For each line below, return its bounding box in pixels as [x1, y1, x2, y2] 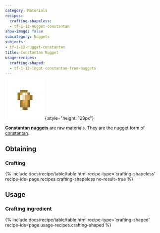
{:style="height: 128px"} [45, 115, 94, 121]
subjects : [5, 40, 26, 45]
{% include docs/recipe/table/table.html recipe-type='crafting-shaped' [5, 217, 150, 223]
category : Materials [5, 8, 48, 13]
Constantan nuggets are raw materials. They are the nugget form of [5, 125, 145, 131]
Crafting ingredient [5, 205, 52, 212]
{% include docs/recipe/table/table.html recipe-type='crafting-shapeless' [5, 170, 156, 176]
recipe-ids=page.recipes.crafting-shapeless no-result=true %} [5, 176, 134, 182]
